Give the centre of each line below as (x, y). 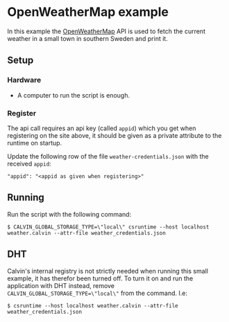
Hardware (24, 80)
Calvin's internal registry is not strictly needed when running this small (108, 271)
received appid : (29, 163)
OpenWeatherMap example (88, 12)
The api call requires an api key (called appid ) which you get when (102, 128)
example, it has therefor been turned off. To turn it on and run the (100, 278)
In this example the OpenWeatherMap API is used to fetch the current (107, 31)
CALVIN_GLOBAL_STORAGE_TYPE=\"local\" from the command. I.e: (97, 293)
